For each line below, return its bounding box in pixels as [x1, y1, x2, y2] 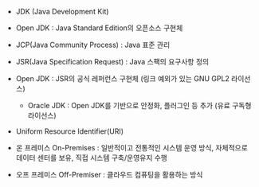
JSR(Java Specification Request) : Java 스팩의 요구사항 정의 [15, 57, 210, 66]
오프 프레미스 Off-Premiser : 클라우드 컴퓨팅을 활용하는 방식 [15, 170, 203, 179]
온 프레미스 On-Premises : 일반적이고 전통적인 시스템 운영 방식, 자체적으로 [15, 143, 249, 152]
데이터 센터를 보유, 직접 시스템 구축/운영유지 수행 [15, 153, 167, 162]
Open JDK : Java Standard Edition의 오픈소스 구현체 [15, 23, 183, 33]
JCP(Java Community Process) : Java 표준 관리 [15, 40, 171, 49]
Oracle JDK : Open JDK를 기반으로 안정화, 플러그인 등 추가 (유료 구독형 [27, 101, 252, 110]
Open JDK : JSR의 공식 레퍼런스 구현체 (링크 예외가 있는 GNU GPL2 [15, 74, 230, 83]
